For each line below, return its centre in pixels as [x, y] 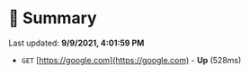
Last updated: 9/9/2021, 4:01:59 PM [76, 43]
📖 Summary [53, 18]
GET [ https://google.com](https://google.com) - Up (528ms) [131, 60]
